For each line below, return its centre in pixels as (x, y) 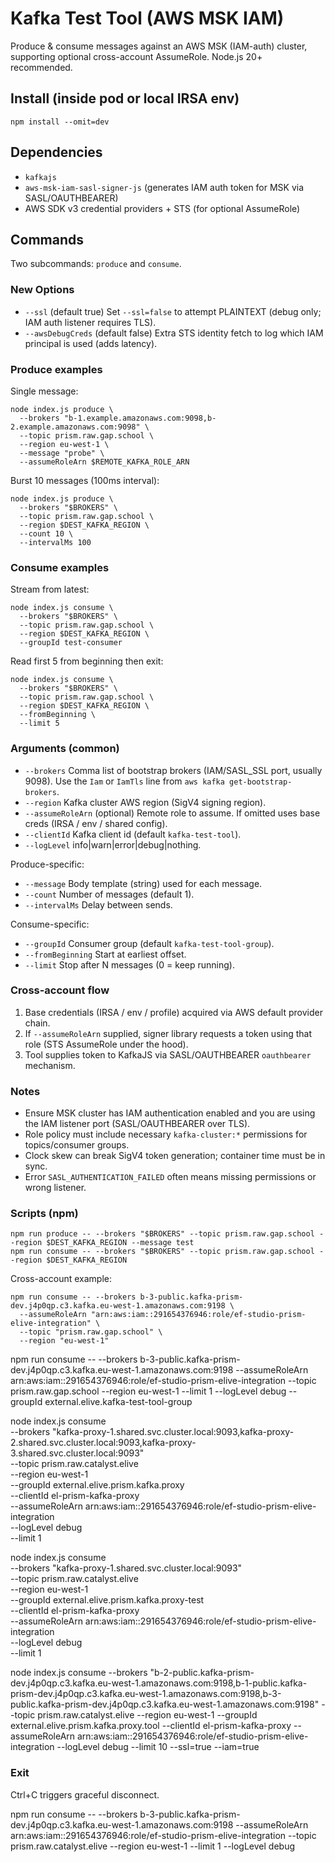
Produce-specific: (47, 864)
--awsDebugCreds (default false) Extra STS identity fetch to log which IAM (174, 333)
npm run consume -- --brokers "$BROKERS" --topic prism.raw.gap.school (162, 1252)
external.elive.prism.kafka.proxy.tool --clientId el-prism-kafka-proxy (151, 1726)
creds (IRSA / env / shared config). (96, 823)
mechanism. (50, 1065)
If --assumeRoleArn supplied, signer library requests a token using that (168, 1033)
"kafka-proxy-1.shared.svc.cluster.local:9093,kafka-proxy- (173, 1432)
